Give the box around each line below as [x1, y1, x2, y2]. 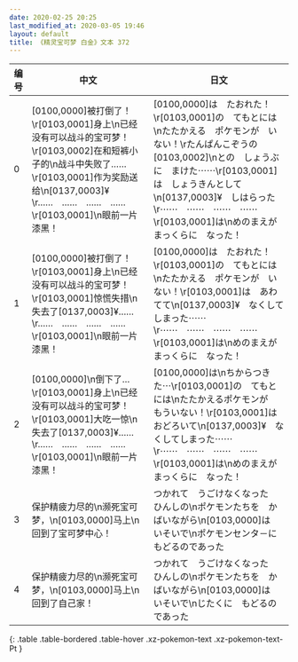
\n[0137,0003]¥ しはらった [153, 192, 276, 204]
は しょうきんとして [153, 178, 242, 191]
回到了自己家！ [31, 597, 95, 610]
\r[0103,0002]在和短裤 [31, 145, 129, 157]
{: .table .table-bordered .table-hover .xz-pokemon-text [9, 634, 213, 644]
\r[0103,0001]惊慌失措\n [31, 292, 138, 304]
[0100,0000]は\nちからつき [153, 366, 271, 379]
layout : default [9, 29, 69, 38]
